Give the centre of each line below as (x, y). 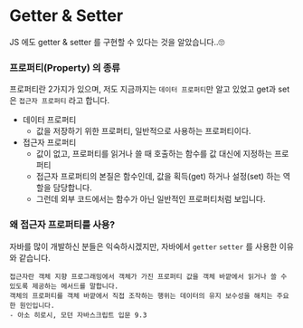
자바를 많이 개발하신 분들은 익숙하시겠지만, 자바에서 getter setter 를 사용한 (143, 246)
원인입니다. (37, 305)
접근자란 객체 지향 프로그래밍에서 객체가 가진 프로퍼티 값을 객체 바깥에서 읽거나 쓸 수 (148, 276)
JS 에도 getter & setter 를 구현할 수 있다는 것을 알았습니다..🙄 (117, 42)
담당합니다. (72, 188)
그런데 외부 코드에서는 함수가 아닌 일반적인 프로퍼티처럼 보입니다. (151, 199)
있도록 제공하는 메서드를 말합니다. (64, 286)
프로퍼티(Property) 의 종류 (65, 67)
